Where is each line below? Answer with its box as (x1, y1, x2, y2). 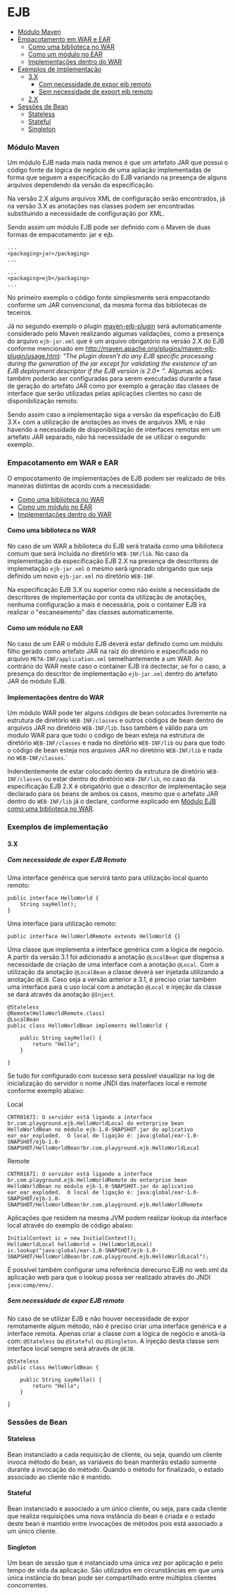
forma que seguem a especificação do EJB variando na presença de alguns (7, 173, 227, 182)
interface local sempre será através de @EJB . (7, 1344, 135, 1352)
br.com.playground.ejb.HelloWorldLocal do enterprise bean (7, 1120, 184, 1127)
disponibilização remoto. (7, 397, 79, 405)
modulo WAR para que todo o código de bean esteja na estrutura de (7, 731, 205, 740)
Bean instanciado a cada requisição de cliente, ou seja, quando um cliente (7, 1450, 223, 1458)
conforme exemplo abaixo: (7, 1086, 85, 1095)
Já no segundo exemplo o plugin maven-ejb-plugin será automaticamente (7, 322, 222, 331)
